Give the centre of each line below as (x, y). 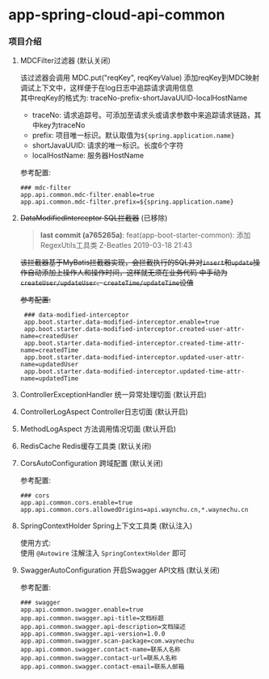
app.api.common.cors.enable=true (76, 503)
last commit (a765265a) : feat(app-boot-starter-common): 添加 (145, 235)
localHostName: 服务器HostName (88, 156)
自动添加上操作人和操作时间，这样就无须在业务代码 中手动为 (127, 273)
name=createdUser (49, 337)
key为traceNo (62, 125)
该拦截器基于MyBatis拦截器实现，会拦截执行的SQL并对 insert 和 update (137, 262)
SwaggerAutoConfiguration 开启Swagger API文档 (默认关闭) (120, 570)
